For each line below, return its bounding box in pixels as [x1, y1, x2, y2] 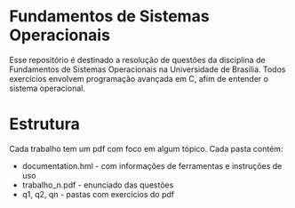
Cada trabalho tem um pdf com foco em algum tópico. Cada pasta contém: [9, 143, 283, 154]
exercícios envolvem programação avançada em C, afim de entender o [9, 73, 269, 84]
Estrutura [9, 114, 80, 134]
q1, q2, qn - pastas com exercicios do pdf [21, 188, 175, 199]
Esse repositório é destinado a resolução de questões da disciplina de [9, 54, 266, 65]
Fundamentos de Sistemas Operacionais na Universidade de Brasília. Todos [9, 64, 286, 75]
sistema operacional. [9, 83, 86, 93]
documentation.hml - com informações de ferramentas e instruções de [21, 160, 283, 171]
